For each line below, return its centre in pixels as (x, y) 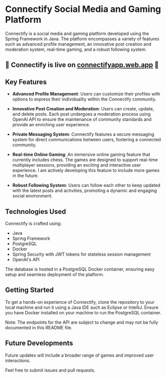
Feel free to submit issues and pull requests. (50, 370)
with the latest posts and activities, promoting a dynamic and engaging (84, 190)
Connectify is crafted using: (33, 223)
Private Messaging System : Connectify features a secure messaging (83, 134)
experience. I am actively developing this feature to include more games (86, 171)
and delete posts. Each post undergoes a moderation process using (82, 114)
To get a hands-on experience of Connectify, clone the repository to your (80, 302)
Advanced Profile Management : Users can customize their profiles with (86, 94)
